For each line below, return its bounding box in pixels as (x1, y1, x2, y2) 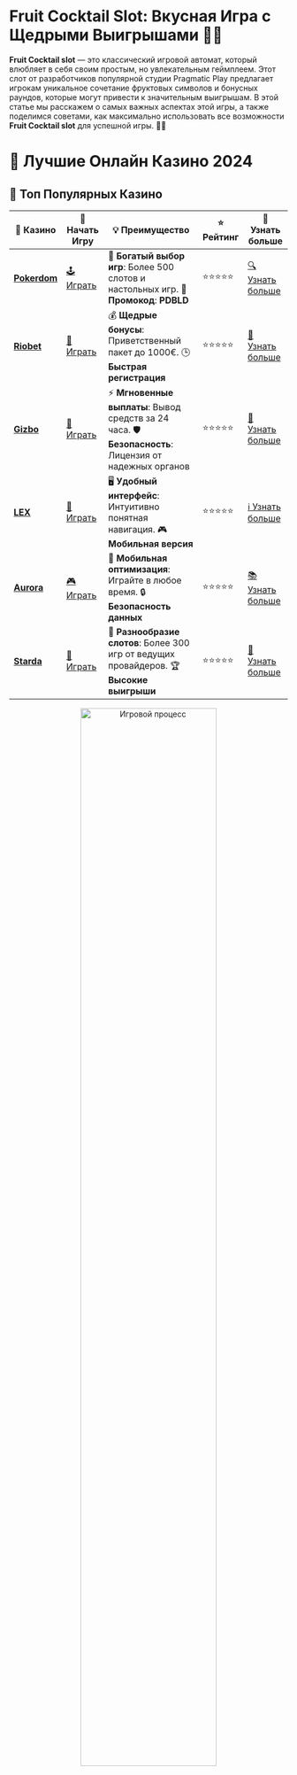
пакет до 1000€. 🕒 (107, 345, 191, 358)
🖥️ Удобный (107, 475, 157, 487)
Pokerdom (13, 272, 58, 284)
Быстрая (107, 360, 148, 373)
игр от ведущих (107, 647, 175, 660)
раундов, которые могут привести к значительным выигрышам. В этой (9, 91, 278, 103)
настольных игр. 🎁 (107, 283, 187, 295)
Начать (66, 223, 99, 236)
